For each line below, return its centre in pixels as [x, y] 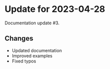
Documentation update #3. [32, 23]
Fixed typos [24, 61]
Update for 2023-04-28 [55, 9]
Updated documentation [37, 50]
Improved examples [32, 56]
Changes [19, 38]
